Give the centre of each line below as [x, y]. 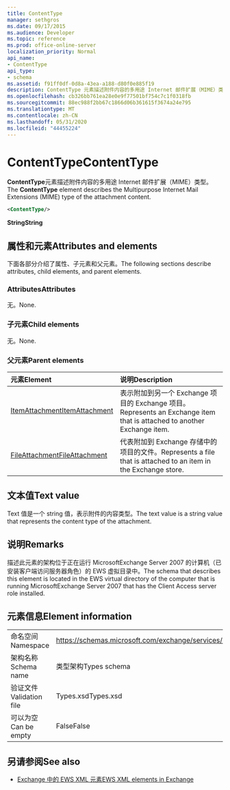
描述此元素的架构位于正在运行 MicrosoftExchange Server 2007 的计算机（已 [114, 562]
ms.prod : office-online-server [52, 45]
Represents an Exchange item [167, 412]
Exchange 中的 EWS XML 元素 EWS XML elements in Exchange [105, 780]
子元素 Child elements [43, 324]
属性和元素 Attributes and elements [82, 246]
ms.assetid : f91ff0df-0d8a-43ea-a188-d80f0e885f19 [81, 84]
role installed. [26, 593]
